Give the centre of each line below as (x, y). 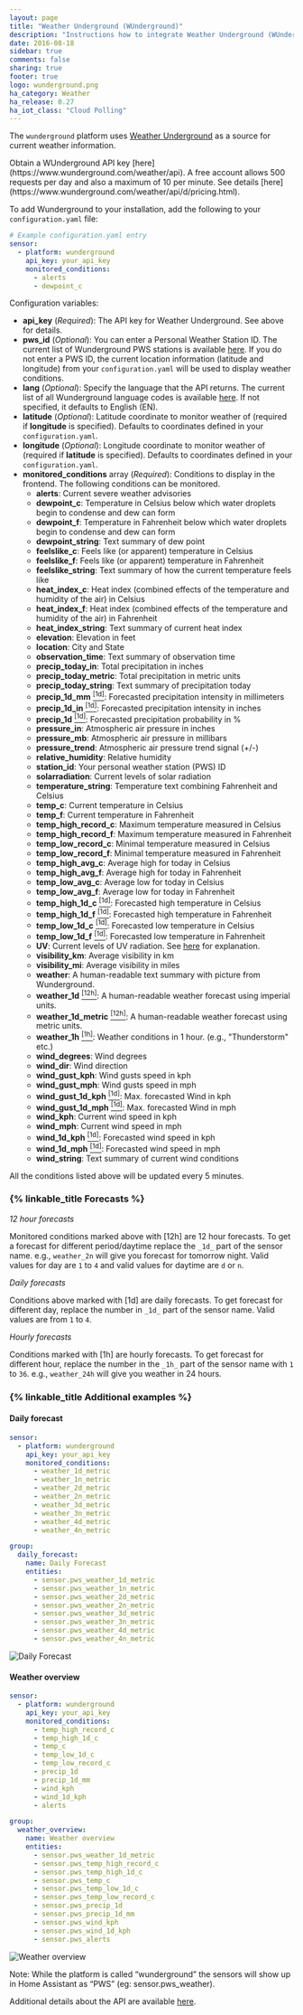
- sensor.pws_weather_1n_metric (94, 1588)
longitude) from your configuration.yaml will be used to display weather (156, 369)
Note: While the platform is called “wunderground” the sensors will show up (150, 1974)
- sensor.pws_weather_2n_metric (94, 1605)
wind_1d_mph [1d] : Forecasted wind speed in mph (128, 1147)
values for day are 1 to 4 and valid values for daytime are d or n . (127, 1265)
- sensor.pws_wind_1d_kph (82, 1931)
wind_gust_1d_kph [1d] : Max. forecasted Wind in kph (133, 1095)
